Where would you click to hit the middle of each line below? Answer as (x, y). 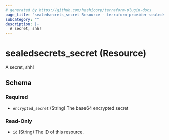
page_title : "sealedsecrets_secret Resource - (55, 15)
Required (17, 97)
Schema (18, 83)
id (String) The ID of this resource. (48, 132)
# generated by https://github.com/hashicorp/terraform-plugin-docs (78, 10)
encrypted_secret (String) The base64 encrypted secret (70, 108)
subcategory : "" (22, 19)
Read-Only (19, 121)
